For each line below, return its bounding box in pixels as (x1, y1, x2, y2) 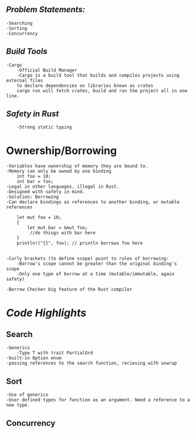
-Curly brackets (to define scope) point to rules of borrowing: (6, 255, 169, 262)
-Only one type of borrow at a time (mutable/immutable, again (16, 271, 175, 277)
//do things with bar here (29, 230, 96, 236)
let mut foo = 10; (16, 214, 62, 221)
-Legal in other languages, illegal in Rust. (6, 184, 119, 190)
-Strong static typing (16, 125, 72, 130)
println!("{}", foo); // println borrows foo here (16, 240, 143, 246)
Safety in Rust (6, 109, 59, 119)
